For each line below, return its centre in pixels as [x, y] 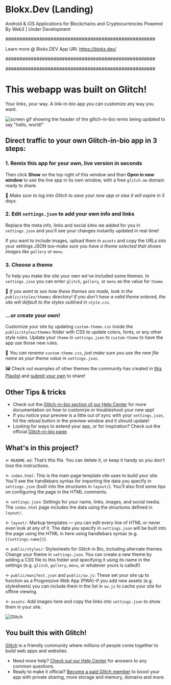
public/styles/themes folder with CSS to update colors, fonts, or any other [84, 332]
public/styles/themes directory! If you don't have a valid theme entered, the [86, 297]
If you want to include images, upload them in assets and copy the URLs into [86, 240]
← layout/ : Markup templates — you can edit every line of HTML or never [83, 523]
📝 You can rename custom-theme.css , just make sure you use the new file [82, 353]
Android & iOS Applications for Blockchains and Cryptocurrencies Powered [84, 24]
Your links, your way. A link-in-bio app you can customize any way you [80, 104]
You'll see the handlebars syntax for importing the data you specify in [78, 481]
